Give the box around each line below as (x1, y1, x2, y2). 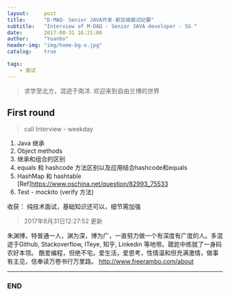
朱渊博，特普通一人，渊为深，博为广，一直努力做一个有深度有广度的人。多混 (7, 232, 223, 240)
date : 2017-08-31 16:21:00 (7, 29, 103, 36)
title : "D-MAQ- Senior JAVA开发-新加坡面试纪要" (7, 16, 155, 23)
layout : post (7, 10, 57, 17)
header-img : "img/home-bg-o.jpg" (7, 42, 103, 49)
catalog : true (7, 49, 57, 56)
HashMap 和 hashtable (16, 172, 82, 180)
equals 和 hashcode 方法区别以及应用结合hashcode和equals (16, 164, 188, 172)
